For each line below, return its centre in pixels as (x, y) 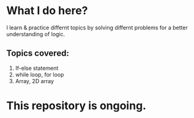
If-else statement (37, 68)
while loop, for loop (39, 75)
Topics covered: (38, 53)
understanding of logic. (36, 34)
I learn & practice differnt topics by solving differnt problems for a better (97, 28)
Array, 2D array (34, 81)
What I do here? (47, 11)
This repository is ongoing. (76, 105)
